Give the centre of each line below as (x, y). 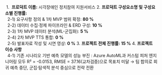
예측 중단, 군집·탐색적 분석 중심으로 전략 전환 (52, 67)
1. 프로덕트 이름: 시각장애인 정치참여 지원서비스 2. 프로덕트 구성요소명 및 (74, 7)
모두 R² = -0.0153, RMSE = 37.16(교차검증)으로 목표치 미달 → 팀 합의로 (85, 61)
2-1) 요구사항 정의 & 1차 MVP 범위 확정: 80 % (50, 19)
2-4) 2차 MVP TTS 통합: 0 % (35, 37)
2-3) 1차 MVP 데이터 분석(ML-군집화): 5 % (48, 31)
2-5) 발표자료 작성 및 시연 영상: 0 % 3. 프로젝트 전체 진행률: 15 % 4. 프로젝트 (80, 43)
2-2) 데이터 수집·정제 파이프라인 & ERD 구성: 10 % (55, 25)
